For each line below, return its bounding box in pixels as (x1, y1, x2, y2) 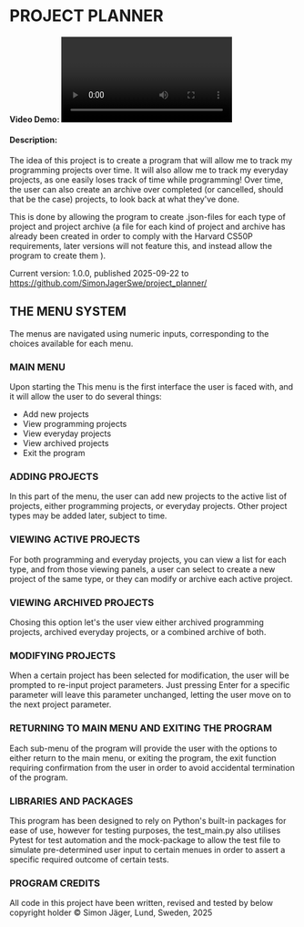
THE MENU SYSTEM (9, 304, 127, 319)
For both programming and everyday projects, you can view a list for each (9, 554, 287, 565)
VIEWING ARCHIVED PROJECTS (9, 596, 155, 609)
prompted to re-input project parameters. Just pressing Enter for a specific (9, 680, 290, 691)
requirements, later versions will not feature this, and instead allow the (9, 240, 273, 251)
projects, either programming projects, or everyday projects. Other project (9, 501, 288, 512)
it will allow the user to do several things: (9, 391, 162, 402)
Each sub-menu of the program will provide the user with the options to (9, 743, 278, 754)
